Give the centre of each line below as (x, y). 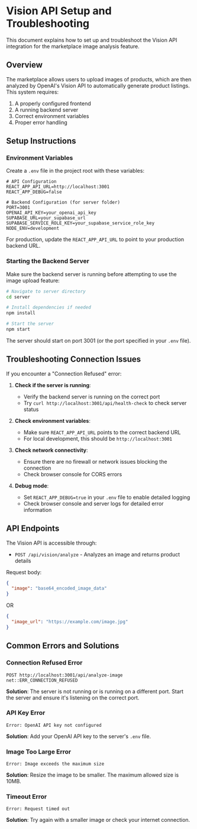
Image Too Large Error (39, 751)
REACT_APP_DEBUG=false (34, 192)
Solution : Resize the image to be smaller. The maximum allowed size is (93, 775)
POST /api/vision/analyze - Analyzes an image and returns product (97, 554)
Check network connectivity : (51, 450)
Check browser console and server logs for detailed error (93, 504)
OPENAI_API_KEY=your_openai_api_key (51, 213)
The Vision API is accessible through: (51, 543)
